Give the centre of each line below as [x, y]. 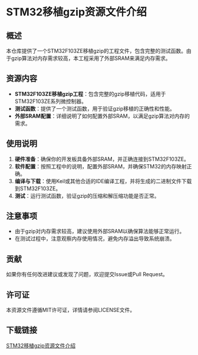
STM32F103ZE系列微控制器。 [51, 101]
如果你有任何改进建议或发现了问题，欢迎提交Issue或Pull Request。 [87, 274]
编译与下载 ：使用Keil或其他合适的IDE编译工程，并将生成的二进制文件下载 [103, 181]
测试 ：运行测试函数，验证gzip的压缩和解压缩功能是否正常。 [87, 195]
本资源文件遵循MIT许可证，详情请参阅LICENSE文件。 [71, 310]
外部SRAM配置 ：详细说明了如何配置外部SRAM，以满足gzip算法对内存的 [102, 116]
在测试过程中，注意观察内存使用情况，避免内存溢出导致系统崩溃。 [95, 238]
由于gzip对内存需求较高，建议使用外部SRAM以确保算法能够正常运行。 [100, 231]
